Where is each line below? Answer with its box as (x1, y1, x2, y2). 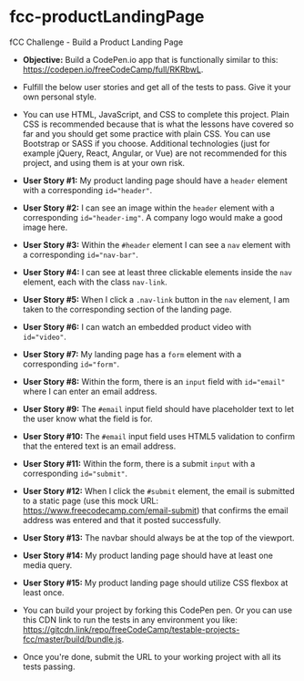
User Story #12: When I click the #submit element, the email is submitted (22, 485, 296, 496)
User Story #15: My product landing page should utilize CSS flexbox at (22, 577, 289, 588)
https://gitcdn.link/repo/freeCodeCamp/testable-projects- (22, 624, 240, 635)
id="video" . (22, 331, 66, 342)
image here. (22, 222, 68, 232)
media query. (22, 559, 73, 571)
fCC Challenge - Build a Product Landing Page (9, 36, 184, 47)
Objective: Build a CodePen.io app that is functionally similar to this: (22, 54, 279, 65)
